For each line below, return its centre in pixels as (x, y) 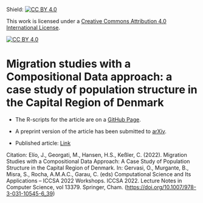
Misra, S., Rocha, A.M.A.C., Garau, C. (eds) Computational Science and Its (99, 174)
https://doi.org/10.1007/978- (161, 187)
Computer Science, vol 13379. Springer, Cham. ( (67, 187)
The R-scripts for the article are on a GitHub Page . (78, 119)
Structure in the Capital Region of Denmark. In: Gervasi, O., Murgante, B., (98, 168)
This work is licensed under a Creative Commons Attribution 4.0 (87, 21)
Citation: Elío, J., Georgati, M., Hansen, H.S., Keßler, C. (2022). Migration (97, 154)
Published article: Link (43, 143)
